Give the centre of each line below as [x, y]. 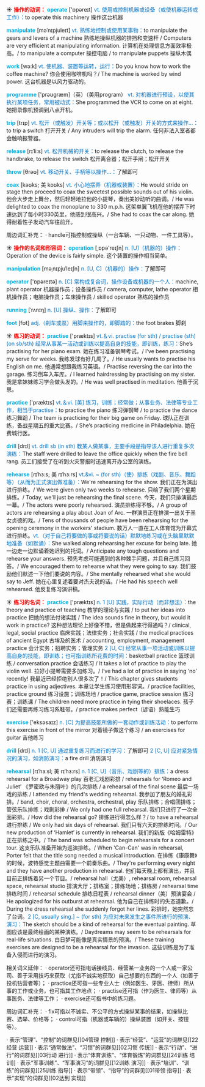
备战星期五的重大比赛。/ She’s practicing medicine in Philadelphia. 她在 [106, 425]
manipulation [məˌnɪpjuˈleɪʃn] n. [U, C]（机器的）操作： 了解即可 [86, 268]
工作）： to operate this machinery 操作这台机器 [65, 17]
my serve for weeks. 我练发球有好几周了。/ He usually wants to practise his [101, 359]
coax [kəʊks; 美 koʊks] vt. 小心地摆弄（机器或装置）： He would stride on [97, 185]
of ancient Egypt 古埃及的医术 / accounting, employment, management [95, 640]
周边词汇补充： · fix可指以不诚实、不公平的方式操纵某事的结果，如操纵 [95, 1011]
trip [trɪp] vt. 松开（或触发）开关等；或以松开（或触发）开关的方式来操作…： [103, 123]
